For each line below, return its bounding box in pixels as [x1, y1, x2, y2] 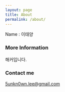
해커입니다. [5, 56, 27, 62]
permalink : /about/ [5, 17, 46, 22]
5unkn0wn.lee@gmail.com [5, 80, 60, 86]
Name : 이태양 [5, 31, 33, 37]
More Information [5, 44, 48, 51]
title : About [5, 12, 32, 17]
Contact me [5, 69, 34, 76]
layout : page [5, 7, 32, 13]
